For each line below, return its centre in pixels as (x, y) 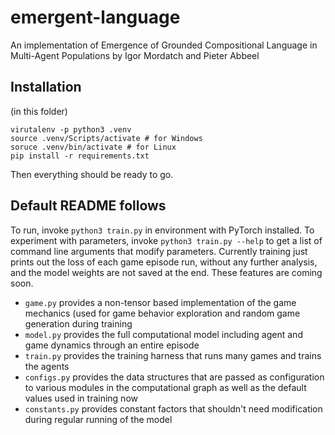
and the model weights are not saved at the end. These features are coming (166, 272)
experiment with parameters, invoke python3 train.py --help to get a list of (166, 240)
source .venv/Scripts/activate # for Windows (106, 138)
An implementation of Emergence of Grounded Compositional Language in (164, 45)
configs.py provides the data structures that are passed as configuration (174, 377)
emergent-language (95, 17)
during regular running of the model (98, 419)
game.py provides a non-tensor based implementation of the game (160, 302)
